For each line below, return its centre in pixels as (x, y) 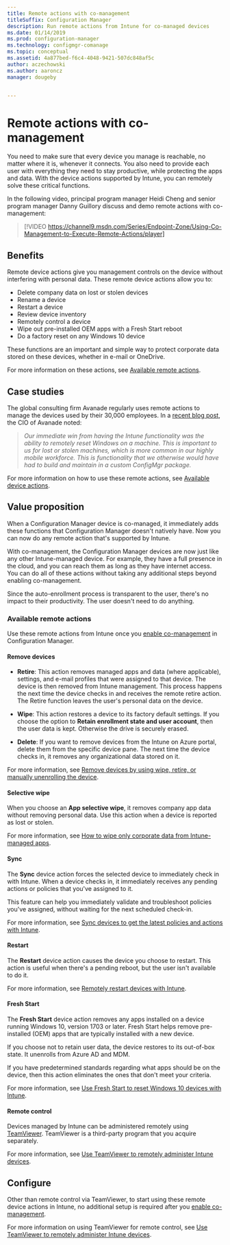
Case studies (36, 391)
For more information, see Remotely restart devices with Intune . (97, 988)
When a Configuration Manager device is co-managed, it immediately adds (113, 523)
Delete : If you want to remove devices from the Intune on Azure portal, (117, 742)
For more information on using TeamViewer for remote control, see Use (107, 1227)
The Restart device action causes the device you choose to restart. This (109, 960)
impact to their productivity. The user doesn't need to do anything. (101, 601)
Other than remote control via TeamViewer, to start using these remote (106, 1200)
